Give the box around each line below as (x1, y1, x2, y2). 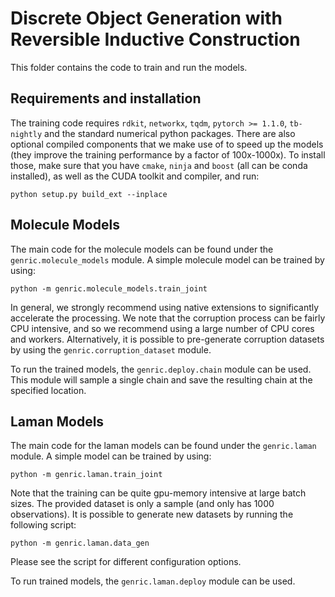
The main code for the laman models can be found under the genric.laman (10, 440, 317, 452)
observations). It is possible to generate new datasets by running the (10, 508, 294, 521)
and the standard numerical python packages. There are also (44, 127, 296, 139)
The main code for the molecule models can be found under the (10, 243, 274, 255)
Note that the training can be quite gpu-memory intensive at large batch (10, 487, 307, 499)
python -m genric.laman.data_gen (10, 538, 150, 549)
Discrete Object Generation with (10, 7, 283, 30)
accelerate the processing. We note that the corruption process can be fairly (10, 312, 326, 324)
